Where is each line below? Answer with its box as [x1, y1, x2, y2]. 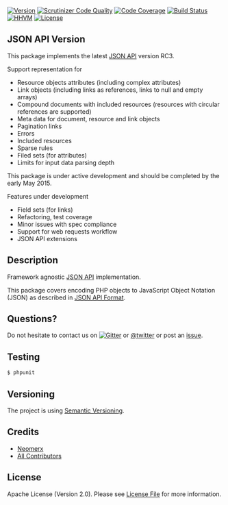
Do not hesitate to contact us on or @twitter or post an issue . [7, 331, 203, 339]
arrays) [16, 93, 38, 101]
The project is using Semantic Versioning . [7, 406, 125, 415]
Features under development [7, 192, 89, 200]
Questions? [7, 313, 58, 325]
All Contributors [16, 452, 62, 460]
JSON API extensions [16, 234, 77, 243]
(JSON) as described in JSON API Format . [7, 293, 126, 301]
